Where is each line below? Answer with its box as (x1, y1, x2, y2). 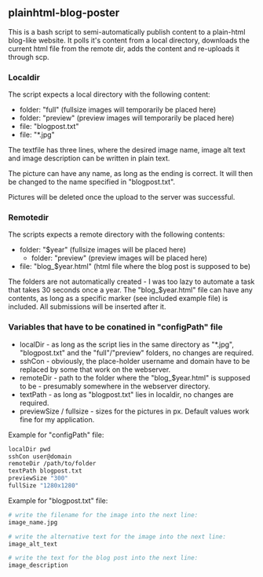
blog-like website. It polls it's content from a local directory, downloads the (8, 35, 250, 45)
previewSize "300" (8, 475, 68, 483)
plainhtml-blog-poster (8, 6, 120, 20)
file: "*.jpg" (19, 130, 55, 140)
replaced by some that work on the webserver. (19, 365, 171, 374)
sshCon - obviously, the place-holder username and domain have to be (19, 356, 250, 366)
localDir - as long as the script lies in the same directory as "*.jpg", (19, 340, 234, 349)
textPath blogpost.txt (8, 467, 82, 475)
